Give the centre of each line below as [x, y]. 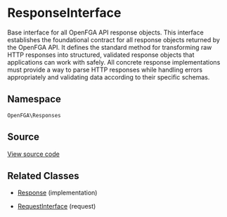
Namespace [34, 99]
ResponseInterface [64, 13]
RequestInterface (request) [57, 206]
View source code [33, 154]
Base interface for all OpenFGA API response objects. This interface [105, 32]
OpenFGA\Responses [34, 115]
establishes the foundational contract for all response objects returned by [113, 39]
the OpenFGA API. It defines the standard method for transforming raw [110, 47]
